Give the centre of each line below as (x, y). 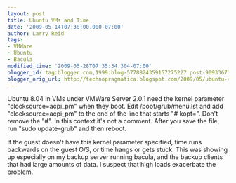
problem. (20, 172)
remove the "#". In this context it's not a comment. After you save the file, (113, 121)
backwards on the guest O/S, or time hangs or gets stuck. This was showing (118, 150)
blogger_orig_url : (34, 79)
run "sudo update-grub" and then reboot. (67, 129)
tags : (15, 40)
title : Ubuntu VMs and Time (48, 20)
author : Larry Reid (36, 33)
